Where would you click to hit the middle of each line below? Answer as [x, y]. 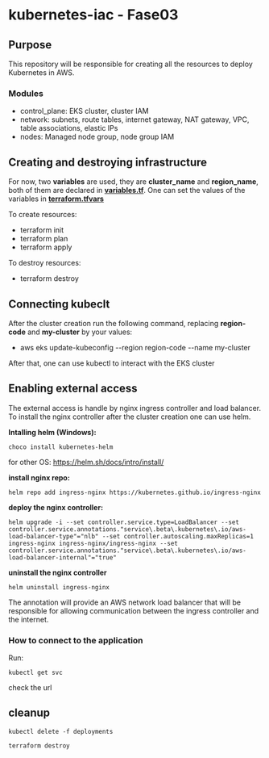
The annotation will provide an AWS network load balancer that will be [125, 602]
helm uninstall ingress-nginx [59, 587]
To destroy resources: [45, 263]
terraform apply [46, 247]
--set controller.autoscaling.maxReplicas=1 [178, 536]
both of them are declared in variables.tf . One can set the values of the [127, 191]
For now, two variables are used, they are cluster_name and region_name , [134, 182]
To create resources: [43, 215]
